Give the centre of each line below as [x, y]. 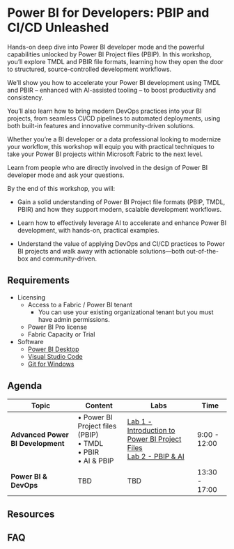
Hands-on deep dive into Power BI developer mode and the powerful [106, 47]
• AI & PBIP [96, 461]
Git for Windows [51, 364]
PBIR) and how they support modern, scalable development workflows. [119, 209]
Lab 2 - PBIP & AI [156, 456]
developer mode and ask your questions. [66, 175]
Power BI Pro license [57, 327]
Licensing [31, 297]
